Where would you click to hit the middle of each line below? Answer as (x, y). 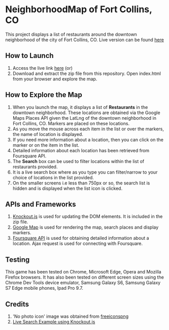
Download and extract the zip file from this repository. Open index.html (87, 73)
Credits (17, 304)
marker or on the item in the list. (46, 145)
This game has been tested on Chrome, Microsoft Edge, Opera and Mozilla (83, 272)
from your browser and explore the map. (55, 79)
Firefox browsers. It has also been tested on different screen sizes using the (84, 277)
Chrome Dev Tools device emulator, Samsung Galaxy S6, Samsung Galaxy (83, 283)
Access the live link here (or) (42, 68)
